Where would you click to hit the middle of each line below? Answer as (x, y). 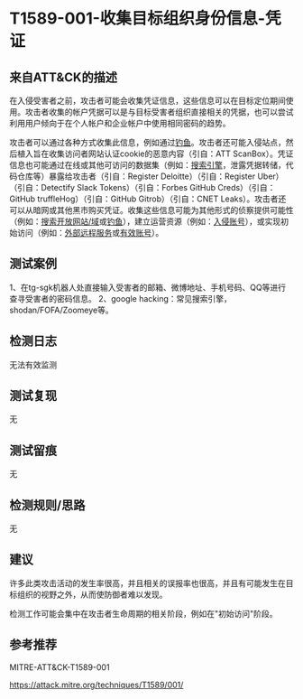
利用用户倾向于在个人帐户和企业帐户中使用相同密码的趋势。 (120, 123)
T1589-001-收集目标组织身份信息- (138, 19)
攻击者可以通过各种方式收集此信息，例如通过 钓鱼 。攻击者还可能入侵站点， (147, 142)
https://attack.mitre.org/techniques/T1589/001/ (96, 685)
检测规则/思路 (47, 505)
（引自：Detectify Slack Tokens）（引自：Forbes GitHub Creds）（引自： (142, 187)
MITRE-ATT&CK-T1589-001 (60, 667)
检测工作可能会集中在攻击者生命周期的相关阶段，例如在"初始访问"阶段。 (143, 613)
